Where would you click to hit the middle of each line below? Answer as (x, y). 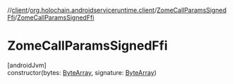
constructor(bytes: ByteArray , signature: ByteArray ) (82, 72)
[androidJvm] (27, 65)
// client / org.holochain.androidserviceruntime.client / (82, 10)
